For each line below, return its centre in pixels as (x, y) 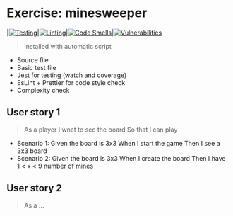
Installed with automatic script (68, 46)
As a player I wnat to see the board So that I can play (101, 130)
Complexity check (43, 90)
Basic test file (37, 67)
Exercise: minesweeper (77, 13)
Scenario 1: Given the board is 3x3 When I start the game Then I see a (118, 143)
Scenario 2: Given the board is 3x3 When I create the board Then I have (121, 158)
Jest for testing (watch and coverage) (72, 75)
